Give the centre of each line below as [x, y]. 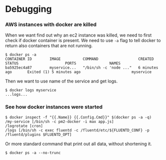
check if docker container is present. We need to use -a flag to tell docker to [83, 40]
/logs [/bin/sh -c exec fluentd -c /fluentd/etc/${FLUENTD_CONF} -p [77, 130]
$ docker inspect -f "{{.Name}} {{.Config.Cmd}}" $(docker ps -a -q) [79, 117]
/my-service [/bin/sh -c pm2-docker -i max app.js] [59, 121]
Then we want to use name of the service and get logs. [61, 81]
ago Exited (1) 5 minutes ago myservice [79, 72]
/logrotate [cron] [24, 126]
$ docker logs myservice [31, 90]
